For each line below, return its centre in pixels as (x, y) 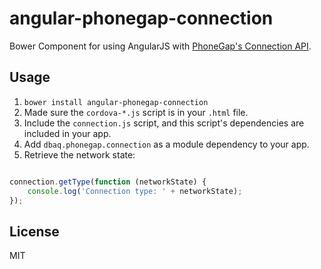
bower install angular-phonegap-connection (116, 102)
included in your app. (67, 133)
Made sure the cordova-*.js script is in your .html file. (136, 112)
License (34, 231)
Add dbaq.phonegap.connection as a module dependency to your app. (166, 144)
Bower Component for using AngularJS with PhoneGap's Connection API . (160, 46)
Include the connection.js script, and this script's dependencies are (164, 123)
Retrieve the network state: (79, 154)
